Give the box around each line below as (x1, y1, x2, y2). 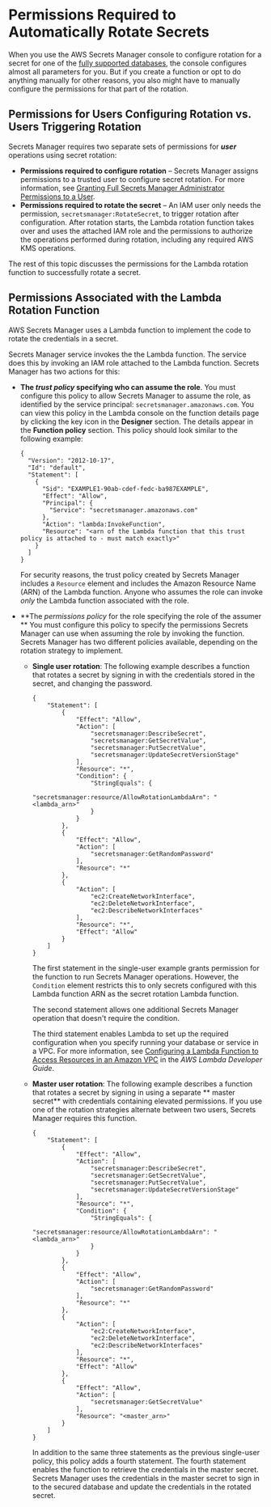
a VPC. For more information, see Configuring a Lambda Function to (32, 1046, 259, 1056)
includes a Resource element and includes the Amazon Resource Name (19, 578, 256, 588)
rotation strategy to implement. (19, 646, 124, 655)
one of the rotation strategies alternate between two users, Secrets (32, 1104, 256, 1114)
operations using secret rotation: (8, 150, 117, 159)
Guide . (32, 1063, 55, 1073)
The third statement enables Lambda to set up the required (32, 1029, 229, 1039)
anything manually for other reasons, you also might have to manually (8, 75, 240, 85)
